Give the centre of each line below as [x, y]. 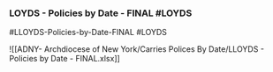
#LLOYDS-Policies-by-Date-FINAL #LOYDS [88, 32]
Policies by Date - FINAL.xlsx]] [65, 59]
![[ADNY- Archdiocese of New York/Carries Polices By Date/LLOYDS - [137, 49]
